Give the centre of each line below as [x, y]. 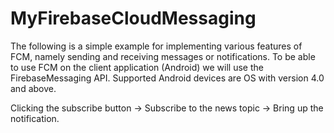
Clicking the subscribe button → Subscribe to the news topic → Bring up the [167, 108]
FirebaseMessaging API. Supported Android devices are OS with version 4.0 [167, 78]
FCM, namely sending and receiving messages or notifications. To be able [163, 56]
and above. [33, 88]
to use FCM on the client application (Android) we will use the [137, 67]
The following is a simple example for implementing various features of [156, 46]
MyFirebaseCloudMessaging [133, 18]
